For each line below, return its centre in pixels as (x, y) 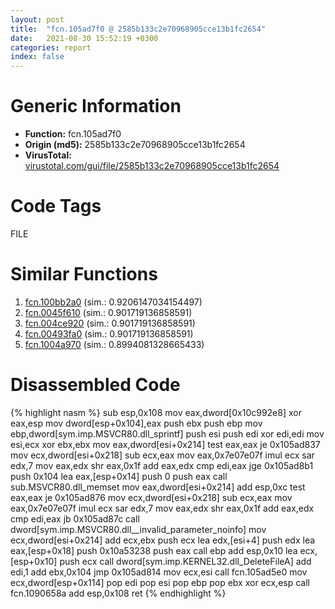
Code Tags (56, 206)
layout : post (37, 19)
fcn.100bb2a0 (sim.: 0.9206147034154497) (113, 302)
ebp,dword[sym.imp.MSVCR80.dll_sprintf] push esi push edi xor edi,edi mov (167, 433)
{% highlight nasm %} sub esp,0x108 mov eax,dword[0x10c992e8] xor (156, 412)
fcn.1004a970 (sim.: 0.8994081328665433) (114, 344)
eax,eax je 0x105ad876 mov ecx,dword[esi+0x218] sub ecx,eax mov (151, 497)
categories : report (51, 47)
